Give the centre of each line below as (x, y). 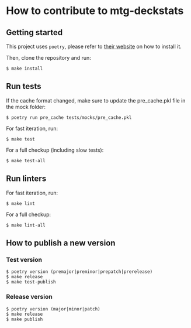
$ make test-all (26, 160)
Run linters (26, 179)
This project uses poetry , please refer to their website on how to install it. (94, 46)
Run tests (24, 86)
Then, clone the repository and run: (49, 58)
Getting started (34, 33)
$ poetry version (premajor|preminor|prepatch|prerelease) (79, 272)
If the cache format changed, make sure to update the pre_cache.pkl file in (96, 100)
